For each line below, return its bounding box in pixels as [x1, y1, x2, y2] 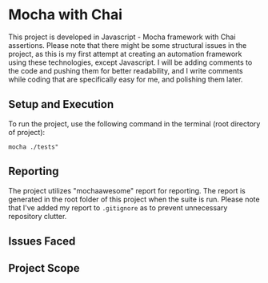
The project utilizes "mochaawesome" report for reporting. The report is [8, 185, 246, 195]
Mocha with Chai [8, 6, 122, 24]
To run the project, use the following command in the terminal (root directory [8, 118, 261, 129]
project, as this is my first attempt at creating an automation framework [8, 49, 242, 58]
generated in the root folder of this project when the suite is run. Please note [8, 194, 260, 204]
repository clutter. [8, 211, 67, 221]
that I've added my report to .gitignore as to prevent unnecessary [8, 202, 228, 213]
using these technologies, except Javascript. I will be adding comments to [8, 58, 253, 67]
